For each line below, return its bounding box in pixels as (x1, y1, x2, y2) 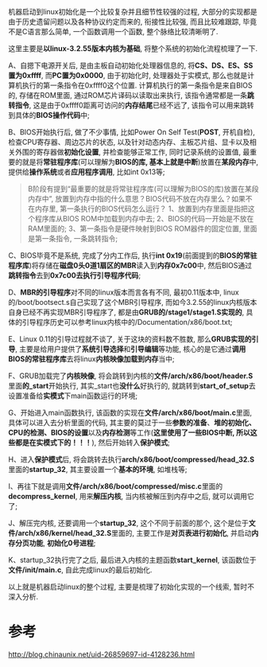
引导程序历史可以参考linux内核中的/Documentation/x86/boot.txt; (21, 318, 233, 326)
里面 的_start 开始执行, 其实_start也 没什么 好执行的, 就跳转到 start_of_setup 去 (8, 381, 256, 390)
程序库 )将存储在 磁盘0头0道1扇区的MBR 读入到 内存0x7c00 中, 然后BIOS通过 (8, 261, 253, 270)
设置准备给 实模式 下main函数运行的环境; (8, 391, 138, 400)
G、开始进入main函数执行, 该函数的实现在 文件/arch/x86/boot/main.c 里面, (8, 408, 253, 417)
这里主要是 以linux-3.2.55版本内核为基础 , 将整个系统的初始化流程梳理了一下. (8, 44, 258, 53)
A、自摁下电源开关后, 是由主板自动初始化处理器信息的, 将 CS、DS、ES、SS (8, 60, 253, 70)
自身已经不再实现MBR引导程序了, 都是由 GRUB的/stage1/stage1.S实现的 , (8, 307, 245, 317)
